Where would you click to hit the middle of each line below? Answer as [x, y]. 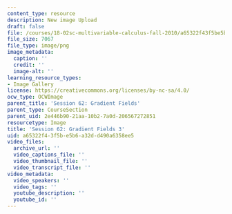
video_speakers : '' [41, 180]
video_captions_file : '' [49, 155]
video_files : [26, 142]
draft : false [26, 26]
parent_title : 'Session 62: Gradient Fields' [74, 104]
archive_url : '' [37, 148]
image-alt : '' [33, 71]
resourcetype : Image [37, 123]
